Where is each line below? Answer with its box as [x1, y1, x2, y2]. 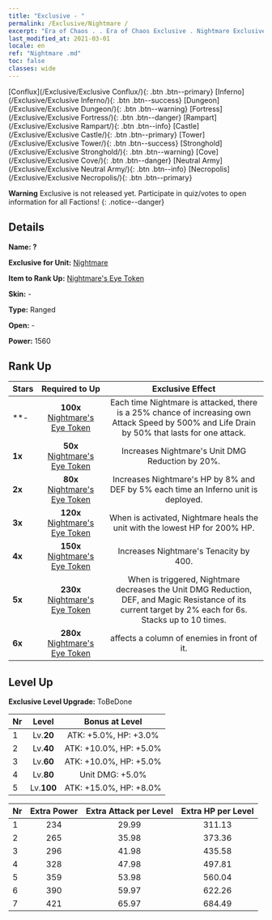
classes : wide [8, 65, 57, 73]
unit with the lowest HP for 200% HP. [113, 523, 255, 534]
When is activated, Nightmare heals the [108, 512, 259, 524]
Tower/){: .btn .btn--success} [80, 138, 179, 148]
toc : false [8, 57, 45, 66]
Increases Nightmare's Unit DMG [121, 446, 247, 457]
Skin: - [8, 289, 32, 299]
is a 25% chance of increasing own [117, 407, 251, 418]
